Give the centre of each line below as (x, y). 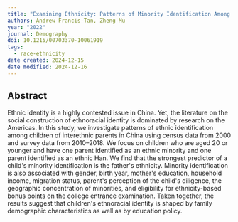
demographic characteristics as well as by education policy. (95, 211)
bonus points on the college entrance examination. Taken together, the (111, 196)
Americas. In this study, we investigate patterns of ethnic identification (110, 128)
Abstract (27, 96)
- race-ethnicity (39, 54)
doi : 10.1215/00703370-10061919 (55, 41)
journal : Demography (38, 34)
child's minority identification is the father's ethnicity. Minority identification (118, 166)
